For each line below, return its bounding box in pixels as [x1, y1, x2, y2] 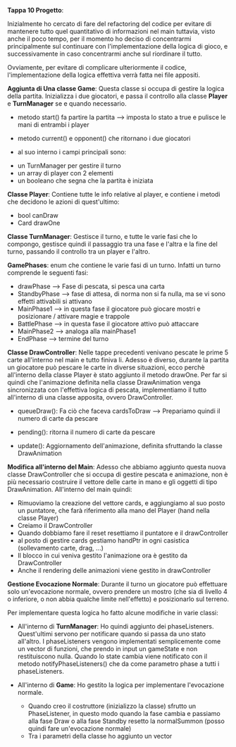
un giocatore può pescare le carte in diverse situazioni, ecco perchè [7, 363, 206, 371]
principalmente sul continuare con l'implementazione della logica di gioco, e [7, 42, 228, 50]
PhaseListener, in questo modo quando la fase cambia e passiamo [27, 710, 221, 717]
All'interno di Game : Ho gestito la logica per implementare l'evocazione [17, 681, 225, 689]
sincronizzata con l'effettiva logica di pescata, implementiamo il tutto [7, 385, 206, 394]
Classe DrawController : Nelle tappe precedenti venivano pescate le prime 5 [7, 348, 229, 357]
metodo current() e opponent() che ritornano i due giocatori [17, 134, 191, 142]
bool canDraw [17, 211, 58, 219]
